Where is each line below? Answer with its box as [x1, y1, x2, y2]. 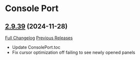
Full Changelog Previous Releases [5, 35, 73, 41]
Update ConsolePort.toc [12, 45, 61, 50]
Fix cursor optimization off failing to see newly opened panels [12, 49, 136, 55]
